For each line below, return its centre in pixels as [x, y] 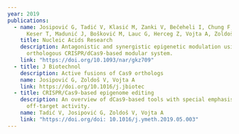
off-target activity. [58, 106]
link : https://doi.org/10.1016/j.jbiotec [82, 86]
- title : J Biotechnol [47, 67]
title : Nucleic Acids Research [67, 40]
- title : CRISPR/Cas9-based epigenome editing [84, 93]
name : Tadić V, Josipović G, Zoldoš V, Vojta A [92, 113]
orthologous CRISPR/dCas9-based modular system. [100, 54]
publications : [28, 21]
